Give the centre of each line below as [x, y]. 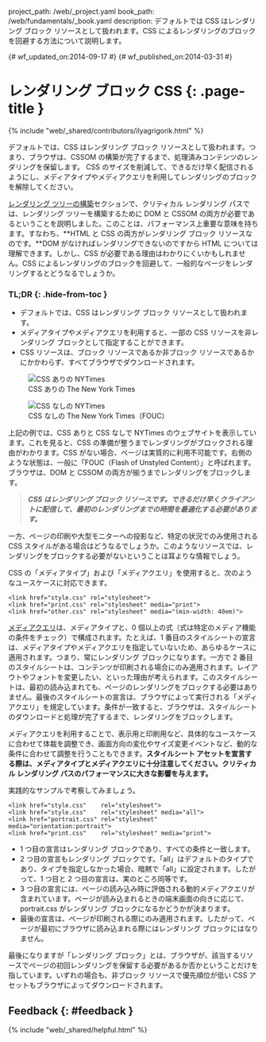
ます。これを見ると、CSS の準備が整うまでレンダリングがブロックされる [127, 443]
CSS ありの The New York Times [82, 389]
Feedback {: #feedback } [71, 1011]
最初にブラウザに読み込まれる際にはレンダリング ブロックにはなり [150, 928]
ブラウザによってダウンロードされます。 [101, 986]
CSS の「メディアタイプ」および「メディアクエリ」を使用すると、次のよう [130, 573]
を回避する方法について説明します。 [67, 41]
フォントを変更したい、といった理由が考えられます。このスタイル [137, 677]
